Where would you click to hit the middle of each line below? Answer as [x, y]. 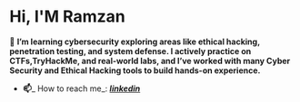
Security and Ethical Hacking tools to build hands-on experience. [135, 70]
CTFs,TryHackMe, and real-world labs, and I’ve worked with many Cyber [150, 60]
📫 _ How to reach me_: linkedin [81, 88]
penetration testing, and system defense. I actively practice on [130, 51]
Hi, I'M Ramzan [67, 17]
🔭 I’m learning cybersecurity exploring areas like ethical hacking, [135, 42]
